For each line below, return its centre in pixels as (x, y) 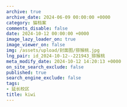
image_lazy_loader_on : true (41, 39)
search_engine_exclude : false (44, 78)
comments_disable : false (37, 28)
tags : (13, 84)
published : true (26, 73)
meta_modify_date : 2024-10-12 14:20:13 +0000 (63, 61)
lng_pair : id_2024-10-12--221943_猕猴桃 (56, 56)
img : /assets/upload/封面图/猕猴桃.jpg (53, 51)
